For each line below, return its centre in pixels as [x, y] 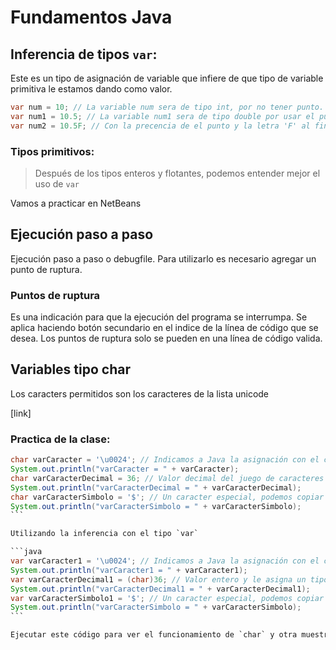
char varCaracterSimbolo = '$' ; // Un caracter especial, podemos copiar [167, 497]
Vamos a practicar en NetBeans [76, 203]
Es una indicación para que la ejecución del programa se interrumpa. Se [159, 317]
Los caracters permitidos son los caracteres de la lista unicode [140, 393]
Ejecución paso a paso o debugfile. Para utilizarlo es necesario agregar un [163, 258]
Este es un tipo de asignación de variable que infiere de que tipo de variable [167, 78]
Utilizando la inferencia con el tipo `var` [104, 534]
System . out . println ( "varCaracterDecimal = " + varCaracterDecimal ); [156, 487]
